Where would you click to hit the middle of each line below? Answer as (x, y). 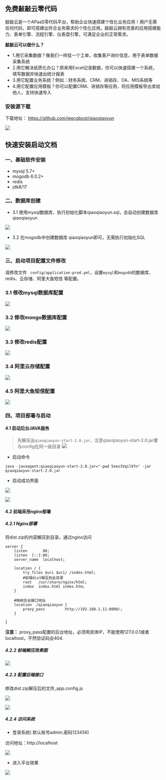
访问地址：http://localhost (31, 743)
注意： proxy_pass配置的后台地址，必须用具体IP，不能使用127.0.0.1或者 (77, 632)
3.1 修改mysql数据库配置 (34, 293)
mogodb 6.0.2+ (28, 176)
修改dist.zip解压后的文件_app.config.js (44, 688)
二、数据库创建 (23, 201)
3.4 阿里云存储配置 (28, 367)
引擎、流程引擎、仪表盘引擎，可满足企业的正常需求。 (76, 34)
